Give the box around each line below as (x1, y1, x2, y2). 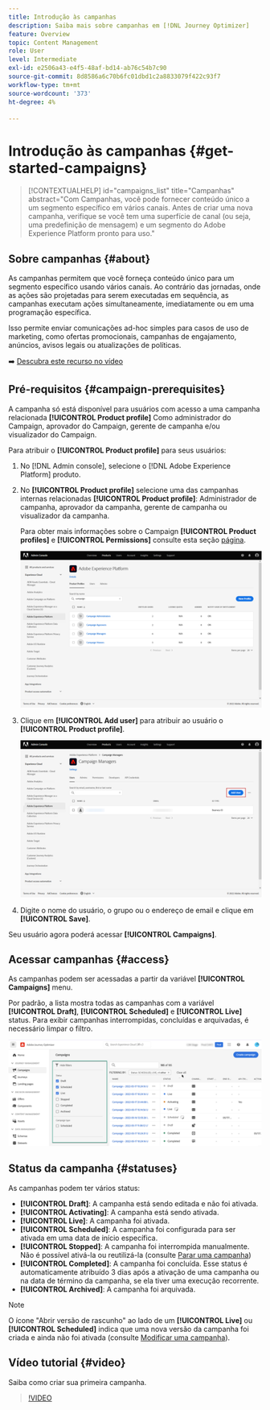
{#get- (189, 142, 235, 160)
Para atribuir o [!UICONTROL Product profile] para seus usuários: (8, 445, 227, 455)
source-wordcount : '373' (8, 89, 92, 97)
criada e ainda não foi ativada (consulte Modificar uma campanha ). (8, 1333, 231, 1342)
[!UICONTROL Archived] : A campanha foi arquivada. (19, 1284, 196, 1294)
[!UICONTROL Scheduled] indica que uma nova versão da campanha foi (8, 1324, 249, 1334)
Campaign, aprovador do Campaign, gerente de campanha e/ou (8, 421, 221, 431)
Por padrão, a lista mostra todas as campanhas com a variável (8, 999, 215, 1008)
